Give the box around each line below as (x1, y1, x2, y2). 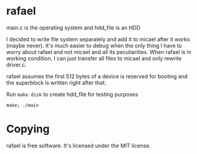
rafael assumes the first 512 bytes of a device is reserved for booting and (6, 73, 188, 80)
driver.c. (6, 61, 27, 68)
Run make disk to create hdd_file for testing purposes (6, 90, 139, 98)
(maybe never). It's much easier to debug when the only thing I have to (6, 42, 183, 49)
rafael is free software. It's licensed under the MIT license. (6, 142, 151, 149)
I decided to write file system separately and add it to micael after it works (6, 35, 190, 43)
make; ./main (6, 102, 39, 108)
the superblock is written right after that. (6, 79, 107, 86)
